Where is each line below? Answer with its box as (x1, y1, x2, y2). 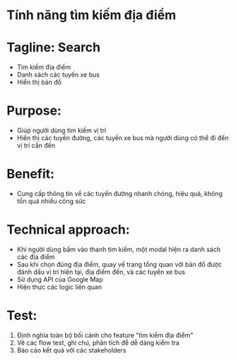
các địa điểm (16, 252, 55, 261)
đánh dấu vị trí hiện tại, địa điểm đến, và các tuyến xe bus (16, 268, 185, 276)
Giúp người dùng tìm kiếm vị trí (16, 126, 107, 134)
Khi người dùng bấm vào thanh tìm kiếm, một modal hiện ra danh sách (16, 245, 220, 253)
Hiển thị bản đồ (16, 78, 61, 86)
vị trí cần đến (16, 142, 56, 150)
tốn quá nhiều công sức (16, 197, 86, 205)
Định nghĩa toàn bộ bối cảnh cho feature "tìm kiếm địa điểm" (16, 331, 194, 339)
